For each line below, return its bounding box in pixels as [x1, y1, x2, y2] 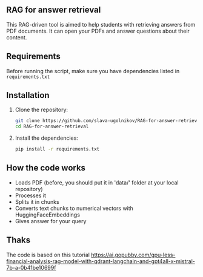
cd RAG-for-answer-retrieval [15, 123, 89, 129]
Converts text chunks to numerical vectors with [15, 204, 133, 212]
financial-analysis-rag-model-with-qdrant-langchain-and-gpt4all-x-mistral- [6, 257, 196, 265]
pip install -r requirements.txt [15, 146, 100, 152]
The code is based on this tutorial [6, 251, 90, 258]
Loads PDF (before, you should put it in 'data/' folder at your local [15, 178, 179, 186]
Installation [6, 90, 50, 100]
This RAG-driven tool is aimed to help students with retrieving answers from [6, 21, 196, 28]
